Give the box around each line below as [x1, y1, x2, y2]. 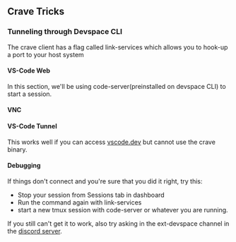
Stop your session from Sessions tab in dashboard [17, 190, 165, 199]
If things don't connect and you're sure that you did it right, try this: [7, 176, 203, 186]
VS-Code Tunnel [7, 122, 58, 131]
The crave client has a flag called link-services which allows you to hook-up [7, 42, 228, 52]
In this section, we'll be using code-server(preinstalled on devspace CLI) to [7, 82, 226, 90]
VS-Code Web [7, 66, 51, 75]
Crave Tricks [7, 6, 65, 18]
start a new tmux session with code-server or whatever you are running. [17, 205, 228, 214]
